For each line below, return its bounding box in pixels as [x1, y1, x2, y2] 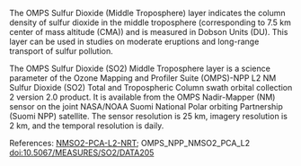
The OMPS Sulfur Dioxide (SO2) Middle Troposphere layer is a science [9, 63, 271, 74]
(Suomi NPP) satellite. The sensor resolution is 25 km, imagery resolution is [9, 111, 288, 121]
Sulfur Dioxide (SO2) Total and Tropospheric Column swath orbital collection [9, 83, 293, 92]
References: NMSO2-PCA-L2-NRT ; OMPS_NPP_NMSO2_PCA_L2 [9, 138, 251, 148]
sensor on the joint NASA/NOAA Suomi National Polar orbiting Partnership [9, 101, 283, 111]
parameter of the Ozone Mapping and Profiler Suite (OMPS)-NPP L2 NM [9, 73, 277, 83]
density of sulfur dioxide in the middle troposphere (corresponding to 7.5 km [9, 17, 292, 28]
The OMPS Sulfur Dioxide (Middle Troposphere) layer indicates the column [9, 8, 286, 18]
